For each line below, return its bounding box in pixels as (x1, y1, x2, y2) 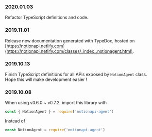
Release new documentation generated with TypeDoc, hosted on (5, 38, 135, 43)
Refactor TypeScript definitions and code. (5, 15, 89, 20)
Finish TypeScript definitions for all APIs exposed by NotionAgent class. (5, 71, 147, 77)
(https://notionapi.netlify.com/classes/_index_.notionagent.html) (5, 48, 133, 54)
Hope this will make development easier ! (5, 77, 87, 82)
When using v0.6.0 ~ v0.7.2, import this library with (5, 100, 107, 106)
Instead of (5, 118, 26, 124)
